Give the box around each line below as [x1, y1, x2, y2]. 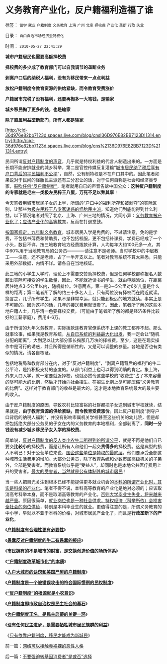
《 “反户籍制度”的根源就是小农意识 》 [5, 590, 75, 596]
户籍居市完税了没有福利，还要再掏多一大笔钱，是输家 [5, 95, 114, 102]
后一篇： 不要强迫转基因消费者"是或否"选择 [5, 653, 92, 659]
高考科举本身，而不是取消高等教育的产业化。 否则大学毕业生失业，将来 [9, 491, 153, 497]
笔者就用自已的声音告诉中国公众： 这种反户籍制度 [61, 183, 162, 189]
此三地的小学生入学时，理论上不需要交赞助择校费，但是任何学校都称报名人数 [5, 270, 162, 276]
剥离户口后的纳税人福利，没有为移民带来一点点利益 [5, 75, 110, 81]
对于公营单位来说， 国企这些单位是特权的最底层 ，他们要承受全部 [26, 449, 158, 455]
